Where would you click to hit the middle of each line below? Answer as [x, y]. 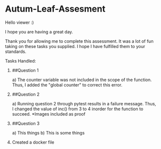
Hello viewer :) [19, 22]
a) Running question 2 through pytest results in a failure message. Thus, [84, 103]
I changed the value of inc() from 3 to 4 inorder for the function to [78, 109]
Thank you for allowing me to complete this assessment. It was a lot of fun [79, 41]
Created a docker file [33, 142]
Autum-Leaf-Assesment [55, 9]
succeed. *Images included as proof [49, 114]
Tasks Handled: [21, 61]
